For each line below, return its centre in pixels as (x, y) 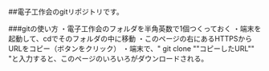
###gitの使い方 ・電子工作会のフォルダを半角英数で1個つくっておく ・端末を (135, 29)
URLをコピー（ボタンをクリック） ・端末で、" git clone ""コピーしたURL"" (131, 49)
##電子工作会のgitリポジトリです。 (66, 12)
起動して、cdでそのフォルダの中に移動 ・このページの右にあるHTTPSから (130, 39)
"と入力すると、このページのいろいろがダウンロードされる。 (108, 59)
